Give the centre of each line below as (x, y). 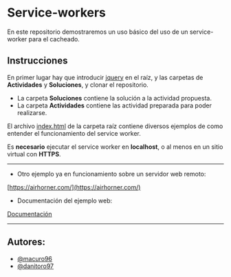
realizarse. (32, 112)
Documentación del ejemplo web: (65, 201)
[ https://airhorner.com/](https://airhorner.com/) (74, 187)
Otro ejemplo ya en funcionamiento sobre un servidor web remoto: (111, 174)
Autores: (26, 242)
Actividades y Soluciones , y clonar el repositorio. (78, 85)
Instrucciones (37, 61)
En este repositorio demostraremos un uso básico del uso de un (98, 32)
